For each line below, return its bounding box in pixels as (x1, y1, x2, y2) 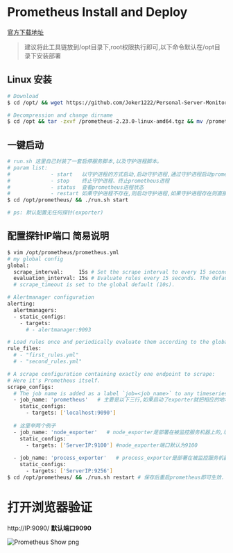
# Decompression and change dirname (7, 112, 113, 119)
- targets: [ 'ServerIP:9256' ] (25, 468, 113, 474)
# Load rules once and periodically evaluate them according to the (7, 338, 209, 346)
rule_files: (7, 345, 42, 352)
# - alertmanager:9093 (25, 326, 92, 333)
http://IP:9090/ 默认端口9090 (7, 524, 92, 532)
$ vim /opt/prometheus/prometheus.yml (7, 249, 119, 256)
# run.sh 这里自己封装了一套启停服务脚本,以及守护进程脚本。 (7, 158, 162, 165)
